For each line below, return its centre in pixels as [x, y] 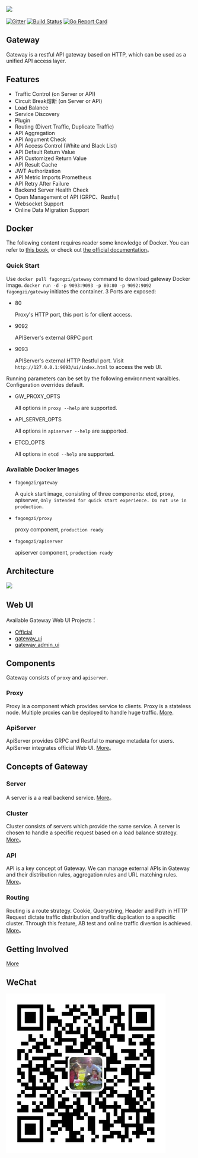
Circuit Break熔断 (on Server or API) [58, 101]
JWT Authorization [38, 171]
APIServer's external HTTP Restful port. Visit [69, 361]
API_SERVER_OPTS [38, 419]
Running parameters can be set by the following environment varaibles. [93, 378]
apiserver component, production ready [64, 553]
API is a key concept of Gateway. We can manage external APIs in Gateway [98, 868]
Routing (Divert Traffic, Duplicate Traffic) [64, 126]
